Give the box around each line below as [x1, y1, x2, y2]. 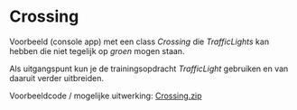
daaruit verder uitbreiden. [9, 72, 104, 83]
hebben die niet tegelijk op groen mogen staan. [9, 45, 185, 56]
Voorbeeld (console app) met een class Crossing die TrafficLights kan [9, 36, 269, 47]
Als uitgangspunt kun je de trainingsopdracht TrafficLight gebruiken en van [9, 63, 289, 74]
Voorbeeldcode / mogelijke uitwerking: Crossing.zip [9, 90, 202, 101]
